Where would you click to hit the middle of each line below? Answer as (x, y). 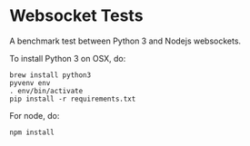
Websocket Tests (76, 16)
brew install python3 (50, 75)
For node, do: (35, 115)
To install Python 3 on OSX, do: (68, 58)
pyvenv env (30, 83)
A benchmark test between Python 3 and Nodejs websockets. (125, 41)
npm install (32, 132)
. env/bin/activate (46, 91)
